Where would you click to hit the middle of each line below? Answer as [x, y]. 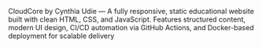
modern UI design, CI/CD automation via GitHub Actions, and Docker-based [131, 27]
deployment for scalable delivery [61, 36]
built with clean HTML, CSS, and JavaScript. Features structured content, [127, 19]
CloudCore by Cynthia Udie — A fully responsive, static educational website [131, 11]
